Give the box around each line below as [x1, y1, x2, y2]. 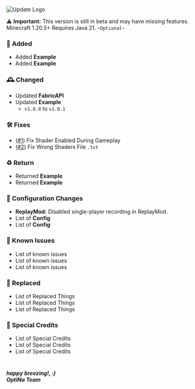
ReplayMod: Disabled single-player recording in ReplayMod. [15, 208, 168, 216]
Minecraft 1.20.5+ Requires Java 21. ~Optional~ [6, 25, 125, 31]
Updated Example [15, 98, 61, 105]
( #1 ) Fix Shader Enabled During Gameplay [15, 137, 121, 144]
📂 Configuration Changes [6, 194, 84, 203]
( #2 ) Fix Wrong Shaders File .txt [15, 143, 99, 150]
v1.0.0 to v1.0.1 [24, 105, 66, 112]
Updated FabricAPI [15, 92, 64, 99]
